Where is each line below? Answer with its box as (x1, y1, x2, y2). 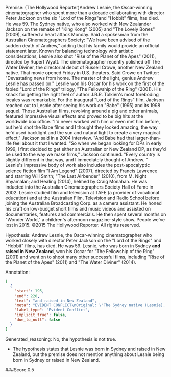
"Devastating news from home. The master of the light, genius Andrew (5, 75, 154, 81)
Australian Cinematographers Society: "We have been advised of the (5, 37, 150, 43)
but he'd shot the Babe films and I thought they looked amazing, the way (5, 124, 158, 130)
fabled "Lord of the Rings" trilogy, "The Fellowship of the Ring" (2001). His (5, 86, 161, 92)
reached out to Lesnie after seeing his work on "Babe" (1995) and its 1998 (5, 102, 161, 108)
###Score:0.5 (5, 366, 34, 373)
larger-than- (135, 135, 161, 141)
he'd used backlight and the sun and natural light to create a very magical (5, 130, 160, 135)
